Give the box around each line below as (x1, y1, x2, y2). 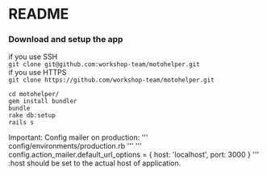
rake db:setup (8, 111, 56, 119)
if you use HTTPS (8, 68, 67, 78)
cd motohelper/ (8, 90, 60, 98)
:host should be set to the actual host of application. (8, 158, 181, 168)
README (8, 5, 69, 23)
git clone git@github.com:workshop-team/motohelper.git (8, 61, 200, 69)
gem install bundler (8, 98, 78, 106)
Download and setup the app (8, 34, 123, 45)
